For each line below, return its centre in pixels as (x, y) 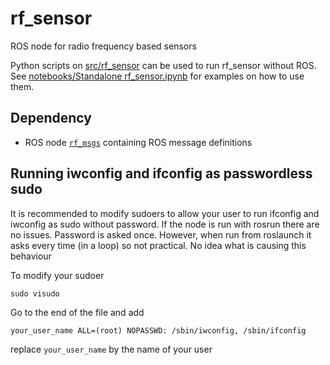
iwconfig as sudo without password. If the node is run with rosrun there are (165, 224)
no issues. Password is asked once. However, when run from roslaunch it (161, 234)
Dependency (51, 118)
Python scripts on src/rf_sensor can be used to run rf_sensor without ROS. (163, 65)
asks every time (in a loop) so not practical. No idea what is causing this (158, 245)
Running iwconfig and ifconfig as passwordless (161, 173)
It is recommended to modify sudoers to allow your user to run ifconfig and (165, 213)
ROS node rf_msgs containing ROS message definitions (138, 142)
